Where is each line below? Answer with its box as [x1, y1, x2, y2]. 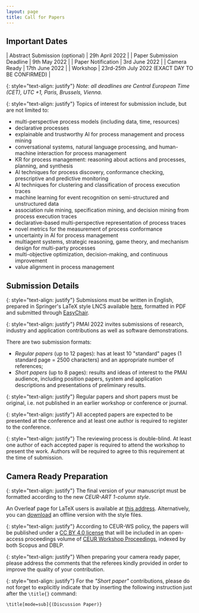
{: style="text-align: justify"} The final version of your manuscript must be [6, 487, 187, 494]
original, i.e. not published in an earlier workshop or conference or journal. [6, 400, 188, 407]
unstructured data [14, 200, 59, 208]
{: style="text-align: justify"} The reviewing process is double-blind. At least [6, 435, 192, 442]
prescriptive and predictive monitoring [14, 175, 109, 182]
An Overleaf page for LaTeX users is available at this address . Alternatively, [6, 505, 190, 512]
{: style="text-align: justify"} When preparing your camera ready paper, [6, 553, 181, 560]
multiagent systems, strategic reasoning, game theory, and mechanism [14, 238, 189, 246]
